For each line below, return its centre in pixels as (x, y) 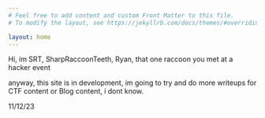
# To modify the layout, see (56, 23)
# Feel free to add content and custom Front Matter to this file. (121, 15)
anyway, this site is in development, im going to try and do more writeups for (132, 83)
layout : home (30, 37)
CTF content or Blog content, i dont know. (76, 91)
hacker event (30, 68)
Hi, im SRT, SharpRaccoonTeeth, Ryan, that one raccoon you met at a (121, 59)
